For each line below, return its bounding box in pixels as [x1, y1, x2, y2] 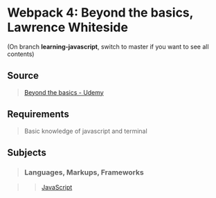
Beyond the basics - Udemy [24, 88, 104, 96]
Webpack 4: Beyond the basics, [7, 5, 194, 21]
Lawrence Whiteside [7, 19, 128, 35]
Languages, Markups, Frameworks [24, 168, 144, 177]
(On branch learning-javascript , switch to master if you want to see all [7, 42, 209, 51]
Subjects [7, 147, 46, 159]
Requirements [7, 109, 69, 120]
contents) [7, 50, 35, 58]
